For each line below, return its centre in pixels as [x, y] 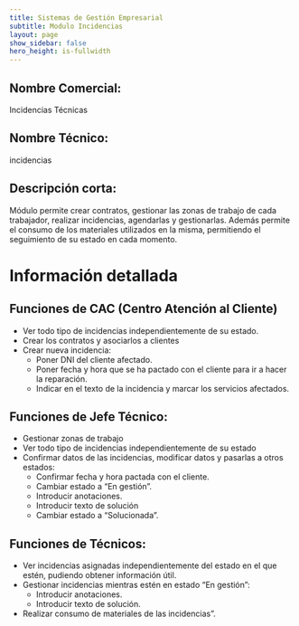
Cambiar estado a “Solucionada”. [97, 516]
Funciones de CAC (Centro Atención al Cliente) [144, 309]
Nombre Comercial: [65, 88]
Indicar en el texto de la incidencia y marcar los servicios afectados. [163, 388]
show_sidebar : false [48, 43]
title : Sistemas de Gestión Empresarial [87, 18]
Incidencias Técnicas [49, 109]
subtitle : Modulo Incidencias [66, 26]
